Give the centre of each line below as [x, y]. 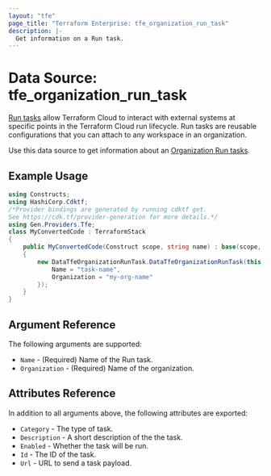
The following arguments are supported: [75, 344]
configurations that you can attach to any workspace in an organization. [128, 135]
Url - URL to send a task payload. [75, 463]
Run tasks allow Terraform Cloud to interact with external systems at [122, 118]
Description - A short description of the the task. [101, 437]
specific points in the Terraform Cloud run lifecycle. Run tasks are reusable [132, 127]
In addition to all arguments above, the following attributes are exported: [128, 413]
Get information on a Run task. [70, 38]
